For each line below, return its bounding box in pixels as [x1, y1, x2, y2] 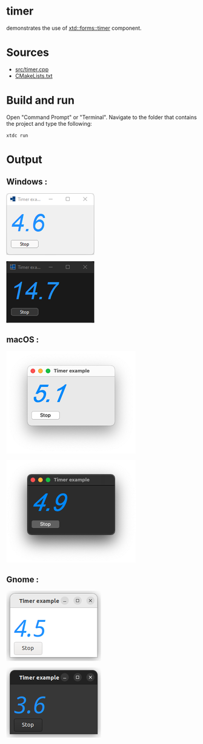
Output [6, 153, 42, 166]
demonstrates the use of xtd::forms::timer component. [6, 24, 142, 32]
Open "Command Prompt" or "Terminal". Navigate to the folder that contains [6, 114, 197, 121]
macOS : [6, 335, 39, 345]
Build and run [6, 94, 75, 108]
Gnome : [6, 575, 39, 585]
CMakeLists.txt [15, 72, 53, 80]
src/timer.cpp [15, 66, 49, 73]
